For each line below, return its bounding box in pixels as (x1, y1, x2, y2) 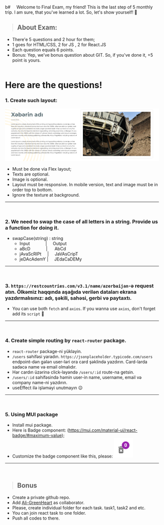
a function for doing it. (5, 224, 60, 231)
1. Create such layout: (5, 97, 58, 104)
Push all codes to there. (12, 515, 60, 521)
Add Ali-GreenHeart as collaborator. (12, 500, 84, 505)
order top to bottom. (12, 187, 53, 193)
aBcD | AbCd (19, 246, 66, 252)
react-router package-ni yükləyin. (12, 348, 82, 354)
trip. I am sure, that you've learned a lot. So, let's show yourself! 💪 (5, 9, 138, 15)
